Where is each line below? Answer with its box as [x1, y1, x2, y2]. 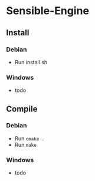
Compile [6, 104, 38, 114]
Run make [14, 141, 37, 148]
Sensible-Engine [6, 4, 90, 18]
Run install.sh [14, 58, 48, 65]
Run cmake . [14, 134, 45, 142]
